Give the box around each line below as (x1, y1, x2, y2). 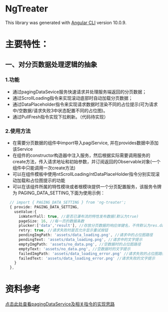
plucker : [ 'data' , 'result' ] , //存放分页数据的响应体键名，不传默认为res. (18, 223, 160, 228)
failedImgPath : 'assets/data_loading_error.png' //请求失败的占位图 (18, 251, 158, 256)
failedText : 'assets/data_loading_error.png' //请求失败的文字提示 (18, 256, 155, 261)
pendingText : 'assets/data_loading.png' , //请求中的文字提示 (18, 237, 142, 242)
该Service (12, 146, 33, 152)
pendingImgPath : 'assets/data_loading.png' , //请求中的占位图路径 (18, 232, 153, 238)
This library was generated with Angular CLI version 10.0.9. (5, 20, 126, 26)
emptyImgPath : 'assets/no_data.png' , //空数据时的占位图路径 (18, 241, 141, 247)
